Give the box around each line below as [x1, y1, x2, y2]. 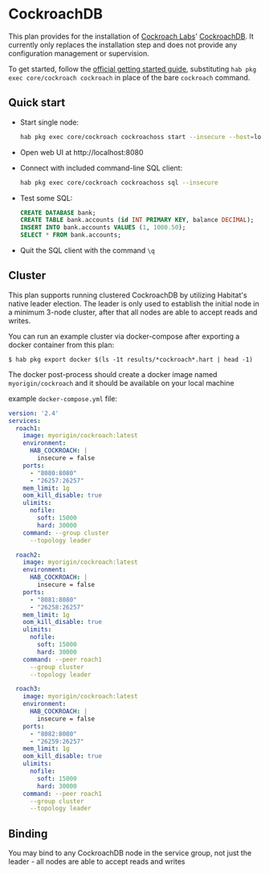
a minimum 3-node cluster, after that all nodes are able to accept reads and [8, 307, 258, 317]
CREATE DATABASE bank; [19, 208, 96, 217]
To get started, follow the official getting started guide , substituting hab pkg [8, 64, 257, 73]
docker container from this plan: [8, 339, 115, 350]
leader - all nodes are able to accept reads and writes [8, 857, 185, 867]
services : [8, 416, 42, 425]
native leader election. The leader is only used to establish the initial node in [8, 298, 259, 308]
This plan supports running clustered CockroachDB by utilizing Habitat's [8, 290, 247, 300]
